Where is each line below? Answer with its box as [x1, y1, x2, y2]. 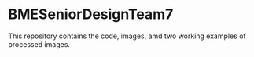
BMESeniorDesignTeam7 [8, 5, 174, 23]
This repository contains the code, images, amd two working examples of [8, 31, 246, 41]
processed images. [8, 39, 71, 48]
